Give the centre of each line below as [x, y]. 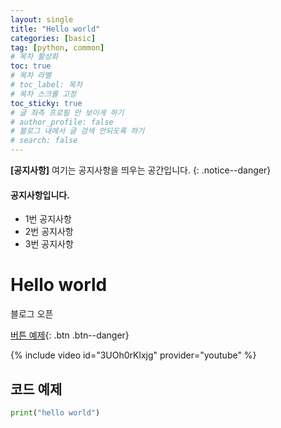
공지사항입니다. [40, 195]
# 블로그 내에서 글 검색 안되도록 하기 [77, 131]
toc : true [31, 66]
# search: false [44, 141]
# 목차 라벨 [31, 76]
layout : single [42, 19]
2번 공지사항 [49, 232]
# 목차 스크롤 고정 [43, 94]
